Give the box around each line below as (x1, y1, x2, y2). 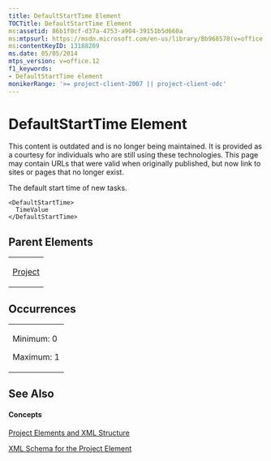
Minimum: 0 (12, 334, 58, 345)
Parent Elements (8, 235, 93, 248)
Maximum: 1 (12, 351, 60, 363)
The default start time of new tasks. (8, 183, 127, 193)
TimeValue (15, 206, 49, 214)
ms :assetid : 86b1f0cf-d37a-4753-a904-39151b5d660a (8, 27, 183, 35)
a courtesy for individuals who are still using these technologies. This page (8, 150, 259, 160)
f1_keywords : (8, 65, 53, 73)
